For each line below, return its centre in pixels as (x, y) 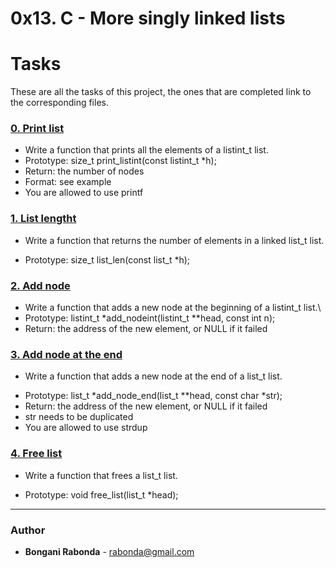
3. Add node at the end (66, 354)
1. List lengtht (43, 219)
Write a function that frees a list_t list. (101, 475)
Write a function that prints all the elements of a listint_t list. (146, 150)
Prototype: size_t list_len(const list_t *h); (107, 259)
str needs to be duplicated (79, 417)
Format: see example (68, 182)
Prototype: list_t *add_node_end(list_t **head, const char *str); (153, 396)
